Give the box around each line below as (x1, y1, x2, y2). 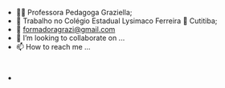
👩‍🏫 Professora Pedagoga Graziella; (15, 8, 133, 17)
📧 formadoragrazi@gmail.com (15, 25, 116, 34)
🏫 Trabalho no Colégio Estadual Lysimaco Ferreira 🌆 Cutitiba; (15, 16, 218, 26)
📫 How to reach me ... (15, 42, 91, 51)
